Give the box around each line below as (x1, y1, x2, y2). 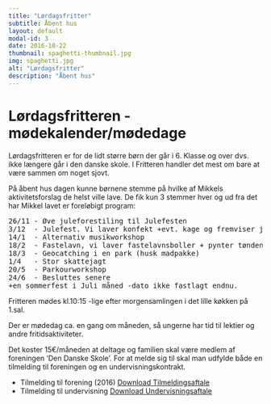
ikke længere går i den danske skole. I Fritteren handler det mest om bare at (8, 159, 261, 169)
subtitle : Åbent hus (8, 19, 78, 27)
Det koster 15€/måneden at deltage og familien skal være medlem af (8, 344, 236, 354)
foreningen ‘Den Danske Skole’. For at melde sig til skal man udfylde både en (8, 353, 263, 363)
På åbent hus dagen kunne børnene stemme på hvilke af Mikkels (8, 183, 223, 193)
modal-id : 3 (8, 34, 48, 43)
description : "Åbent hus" (8, 72, 95, 80)
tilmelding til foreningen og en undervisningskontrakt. (8, 361, 186, 372)
